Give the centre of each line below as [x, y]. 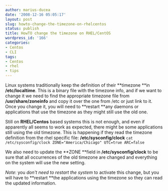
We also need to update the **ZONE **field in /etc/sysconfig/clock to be [82, 152]
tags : [11, 57]
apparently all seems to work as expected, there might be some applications [84, 127]
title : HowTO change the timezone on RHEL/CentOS [58, 33]
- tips [12, 71]
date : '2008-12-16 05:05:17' [36, 15]
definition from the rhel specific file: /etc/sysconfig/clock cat [69, 138]
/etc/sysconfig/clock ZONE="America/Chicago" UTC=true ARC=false [75, 143]
